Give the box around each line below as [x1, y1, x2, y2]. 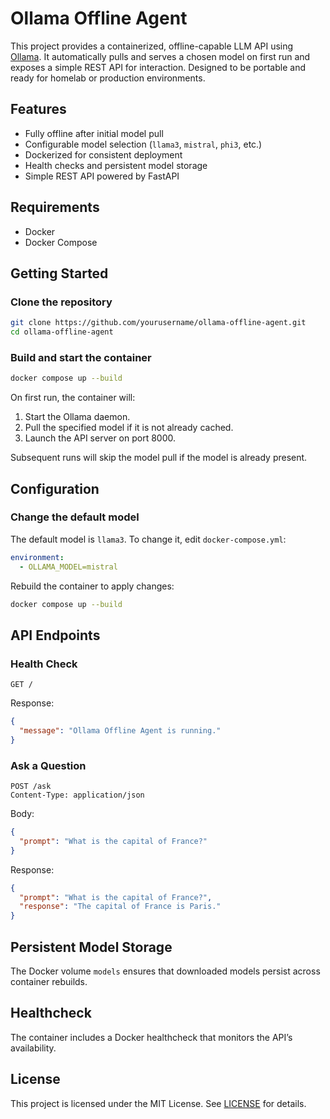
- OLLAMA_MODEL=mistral [19, 562, 118, 572]
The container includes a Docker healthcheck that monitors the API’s [10, 1031, 293, 1043]
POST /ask [10, 782, 52, 792]
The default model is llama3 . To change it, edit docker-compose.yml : [10, 533, 287, 545]
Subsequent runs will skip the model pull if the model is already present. [10, 452, 308, 464]
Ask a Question [10, 758, 87, 772]
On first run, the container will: [10, 392, 136, 404]
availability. [10, 1042, 57, 1054]
